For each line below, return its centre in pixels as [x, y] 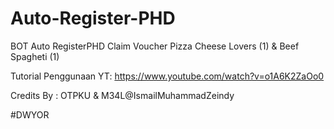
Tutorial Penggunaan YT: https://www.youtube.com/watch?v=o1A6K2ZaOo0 [167, 76]
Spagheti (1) [35, 56]
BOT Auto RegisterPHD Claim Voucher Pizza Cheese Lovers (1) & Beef [155, 46]
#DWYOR [30, 114]
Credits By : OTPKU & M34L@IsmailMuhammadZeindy [122, 95]
